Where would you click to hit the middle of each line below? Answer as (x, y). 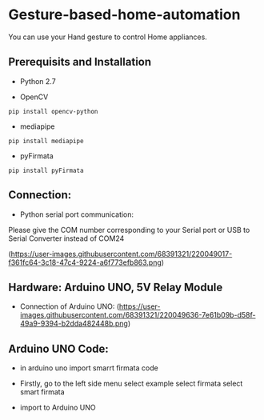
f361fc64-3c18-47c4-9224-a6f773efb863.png (85, 262)
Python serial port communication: (77, 214)
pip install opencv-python (53, 111)
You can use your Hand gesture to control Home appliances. (108, 37)
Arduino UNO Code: (59, 348)
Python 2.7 (38, 81)
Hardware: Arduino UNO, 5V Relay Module (116, 287)
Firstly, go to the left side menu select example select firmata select (131, 384)
